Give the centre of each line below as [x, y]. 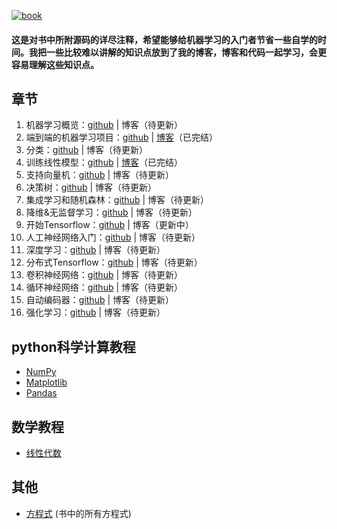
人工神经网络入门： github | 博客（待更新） [113, 237]
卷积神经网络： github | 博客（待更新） [104, 275]
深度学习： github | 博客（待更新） [95, 250]
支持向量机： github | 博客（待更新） [100, 175]
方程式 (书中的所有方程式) [78, 513]
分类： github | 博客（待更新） [87, 150]
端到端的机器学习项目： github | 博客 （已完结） [122, 137]
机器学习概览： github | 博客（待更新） [104, 125]
